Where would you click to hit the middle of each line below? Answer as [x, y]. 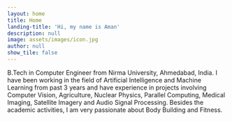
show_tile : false [32, 53]
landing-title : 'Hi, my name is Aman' [64, 27]
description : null [34, 33]
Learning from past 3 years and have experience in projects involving [107, 87]
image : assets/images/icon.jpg [53, 40]
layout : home [26, 14]
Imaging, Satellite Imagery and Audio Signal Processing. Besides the [106, 102]
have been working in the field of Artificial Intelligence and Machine [104, 80]
